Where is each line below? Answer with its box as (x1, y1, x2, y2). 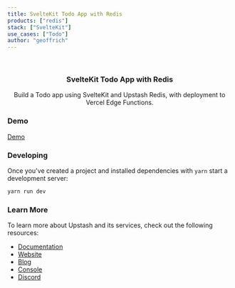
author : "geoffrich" (7, 37, 69, 44)
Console (17, 265, 43, 274)
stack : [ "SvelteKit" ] (7, 24, 72, 31)
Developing (7, 150, 48, 160)
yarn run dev (7, 188, 46, 195)
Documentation (17, 242, 63, 251)
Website (17, 250, 43, 259)
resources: (7, 229, 39, 237)
